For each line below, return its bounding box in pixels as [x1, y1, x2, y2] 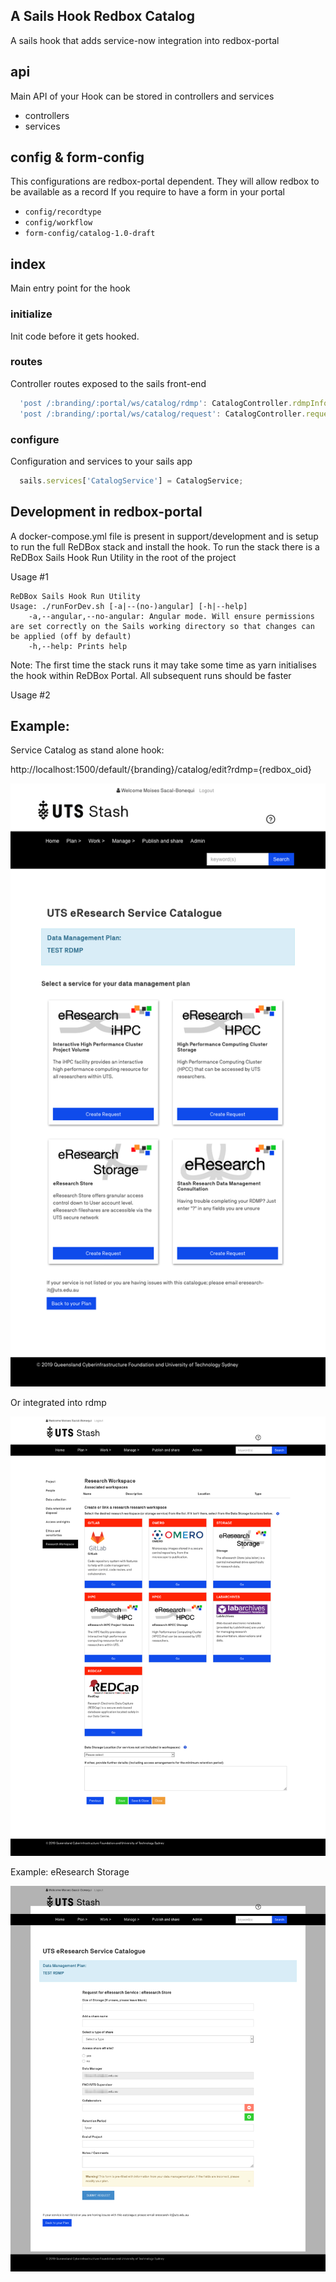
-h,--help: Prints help [28, 641, 128, 651]
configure [10, 432, 60, 446]
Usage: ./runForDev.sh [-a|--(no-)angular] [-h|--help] [10, 601, 248, 611]
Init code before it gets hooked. [10, 330, 140, 342]
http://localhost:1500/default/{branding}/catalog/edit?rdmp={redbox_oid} [10, 764, 312, 776]
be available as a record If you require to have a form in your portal [10, 186, 285, 198]
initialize [10, 307, 53, 321]
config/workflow [24, 218, 93, 228]
